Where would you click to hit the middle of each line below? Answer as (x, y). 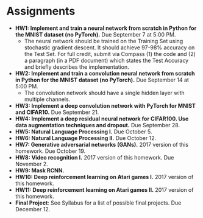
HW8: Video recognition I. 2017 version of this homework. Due (94, 157)
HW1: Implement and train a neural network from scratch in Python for (106, 28)
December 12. (33, 209)
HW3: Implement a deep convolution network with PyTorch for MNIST (105, 105)
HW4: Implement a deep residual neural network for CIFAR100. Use (102, 118)
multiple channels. (47, 99)
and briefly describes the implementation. (77, 67)
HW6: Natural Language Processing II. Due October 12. (86, 138)
